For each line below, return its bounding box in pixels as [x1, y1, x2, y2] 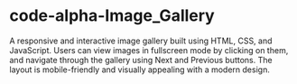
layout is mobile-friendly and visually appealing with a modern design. [9, 64, 271, 75]
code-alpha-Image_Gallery [9, 5, 215, 26]
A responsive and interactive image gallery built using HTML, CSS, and [9, 35, 273, 46]
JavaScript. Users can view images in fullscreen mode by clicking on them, [9, 44, 289, 55]
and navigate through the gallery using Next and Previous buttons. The [9, 54, 273, 65]
